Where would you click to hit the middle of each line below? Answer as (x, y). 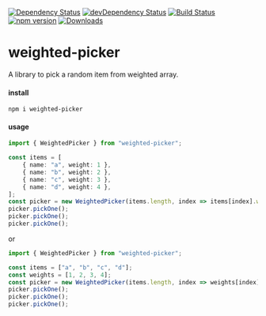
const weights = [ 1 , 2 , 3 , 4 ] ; (60, 275)
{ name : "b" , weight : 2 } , (67, 172)
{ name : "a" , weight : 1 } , (67, 165)
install (19, 92)
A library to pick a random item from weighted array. (93, 74)
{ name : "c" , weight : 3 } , (67, 179)
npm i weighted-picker (46, 109)
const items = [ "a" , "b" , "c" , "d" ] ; (70, 267)
